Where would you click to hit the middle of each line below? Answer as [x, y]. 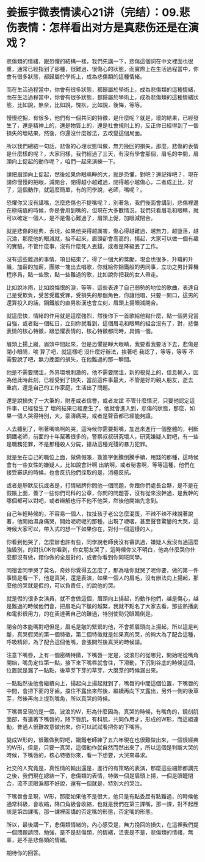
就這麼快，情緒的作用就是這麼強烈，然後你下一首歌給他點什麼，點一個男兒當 [103, 315]
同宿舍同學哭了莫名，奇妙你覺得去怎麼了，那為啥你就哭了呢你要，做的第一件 [103, 570]
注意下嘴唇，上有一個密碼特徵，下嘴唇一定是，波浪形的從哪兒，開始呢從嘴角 [103, 655]
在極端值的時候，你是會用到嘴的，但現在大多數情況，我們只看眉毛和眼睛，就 [103, 210]
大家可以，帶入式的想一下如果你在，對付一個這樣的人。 [86, 529]
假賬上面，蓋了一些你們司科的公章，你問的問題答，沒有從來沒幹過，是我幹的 [103, 493]
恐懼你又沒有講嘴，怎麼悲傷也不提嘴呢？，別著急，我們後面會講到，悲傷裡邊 [103, 202]
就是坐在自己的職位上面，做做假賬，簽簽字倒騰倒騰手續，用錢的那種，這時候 [103, 457]
